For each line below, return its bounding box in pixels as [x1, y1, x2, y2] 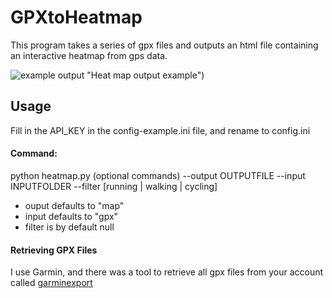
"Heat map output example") [86, 69, 205, 81]
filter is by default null [24, 221, 115, 233]
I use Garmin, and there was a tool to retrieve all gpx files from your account [10, 266, 324, 278]
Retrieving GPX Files [10, 244, 98, 256]
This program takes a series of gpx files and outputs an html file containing [10, 39, 319, 51]
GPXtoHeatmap [10, 6, 143, 29]
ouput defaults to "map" [24, 199, 125, 211]
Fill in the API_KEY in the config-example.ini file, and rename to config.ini [10, 124, 311, 136]
